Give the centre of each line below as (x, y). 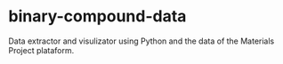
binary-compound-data (97, 16)
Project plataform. (41, 50)
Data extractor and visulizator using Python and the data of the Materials (141, 41)
